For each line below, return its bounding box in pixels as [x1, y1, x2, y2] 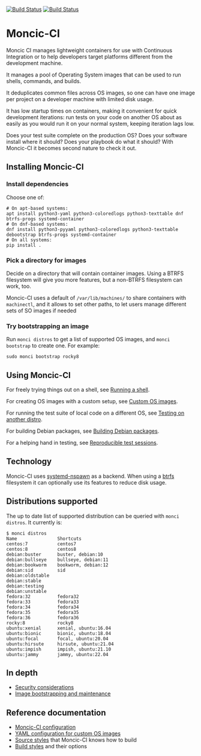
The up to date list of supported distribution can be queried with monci [6, 512, 179, 519]
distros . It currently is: [6, 518, 62, 526]
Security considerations [14, 684, 74, 691]
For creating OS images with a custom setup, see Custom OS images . [6, 398, 178, 405]
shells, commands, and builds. [6, 77, 82, 84]
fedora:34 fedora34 [6, 604, 79, 610]
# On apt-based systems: [6, 205, 68, 211]
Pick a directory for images [6, 256, 87, 264]
